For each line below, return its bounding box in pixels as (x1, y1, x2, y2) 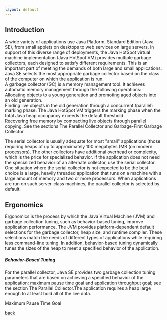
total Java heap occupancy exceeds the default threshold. (5, 113, 125, 119)
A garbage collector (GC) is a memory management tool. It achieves (5, 81, 145, 87)
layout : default (5, 7, 39, 12)
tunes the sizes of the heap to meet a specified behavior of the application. (5, 245, 160, 251)
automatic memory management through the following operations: (5, 87, 141, 93)
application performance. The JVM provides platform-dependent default (5, 224, 155, 230)
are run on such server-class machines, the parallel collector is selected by (5, 181, 160, 187)
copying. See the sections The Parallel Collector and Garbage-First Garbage (5, 123, 162, 129)
